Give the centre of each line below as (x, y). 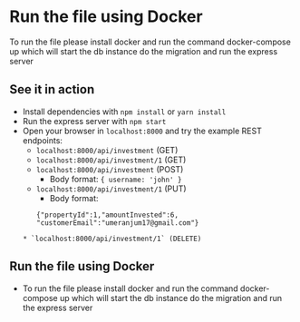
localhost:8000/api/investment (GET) (107, 150)
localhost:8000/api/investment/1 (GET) (111, 160)
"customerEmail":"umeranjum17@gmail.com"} (117, 223)
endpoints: (43, 140)
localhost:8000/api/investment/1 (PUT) (111, 189)
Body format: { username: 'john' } (116, 179)
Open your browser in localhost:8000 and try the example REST (142, 131)
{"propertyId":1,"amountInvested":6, (107, 215)
